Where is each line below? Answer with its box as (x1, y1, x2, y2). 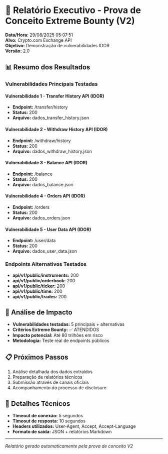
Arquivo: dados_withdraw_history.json (12, 148, 92, 154)
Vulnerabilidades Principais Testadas (5, 80, 98, 87)
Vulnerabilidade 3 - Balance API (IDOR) (5, 160, 87, 166)
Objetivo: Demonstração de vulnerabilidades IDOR (5, 42, 110, 48)
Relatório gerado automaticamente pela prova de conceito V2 (5, 443, 133, 449)
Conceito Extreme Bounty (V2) (5, 15, 135, 27)
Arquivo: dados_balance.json (12, 181, 73, 187)
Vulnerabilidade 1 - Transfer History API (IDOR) (5, 93, 104, 99)
